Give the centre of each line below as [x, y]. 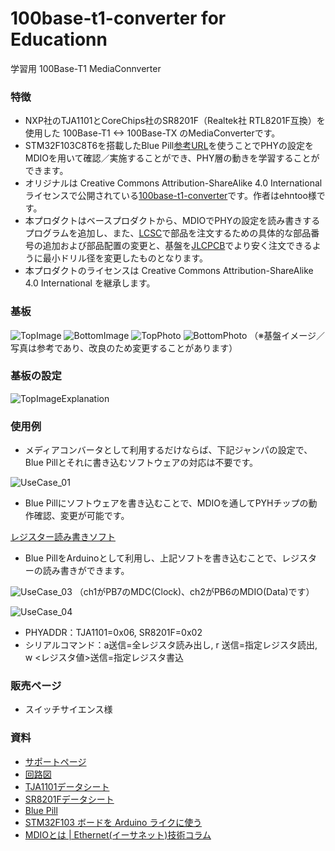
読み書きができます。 [86, 571]
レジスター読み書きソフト [63, 537]
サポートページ [55, 761]
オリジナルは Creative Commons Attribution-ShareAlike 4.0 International [173, 183]
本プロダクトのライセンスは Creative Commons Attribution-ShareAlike [169, 271]
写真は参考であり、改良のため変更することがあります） [124, 348]
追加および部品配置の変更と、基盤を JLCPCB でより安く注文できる [177, 246]
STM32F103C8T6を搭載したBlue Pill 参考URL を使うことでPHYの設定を [169, 146]
